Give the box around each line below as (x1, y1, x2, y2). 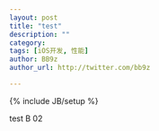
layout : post (9, 13, 58, 22)
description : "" (9, 30, 70, 39)
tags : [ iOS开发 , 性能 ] (9, 47, 89, 56)
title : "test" (9, 22, 63, 31)
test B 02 (9, 113, 43, 124)
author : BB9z (9, 55, 58, 64)
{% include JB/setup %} (9, 95, 99, 106)
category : (9, 38, 47, 48)
